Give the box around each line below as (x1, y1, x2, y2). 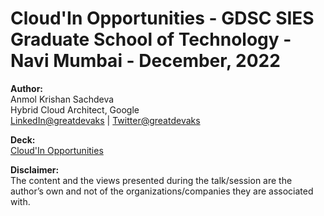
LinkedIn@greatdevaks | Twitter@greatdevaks (10, 114, 201, 126)
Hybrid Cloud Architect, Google (10, 103, 140, 116)
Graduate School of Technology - (10, 28, 292, 51)
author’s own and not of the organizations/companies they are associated (10, 185, 314, 197)
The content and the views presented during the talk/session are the (10, 174, 293, 186)
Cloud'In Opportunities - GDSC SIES (10, 7, 315, 30)
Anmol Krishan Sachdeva (10, 93, 115, 105)
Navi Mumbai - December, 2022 (10, 50, 281, 72)
